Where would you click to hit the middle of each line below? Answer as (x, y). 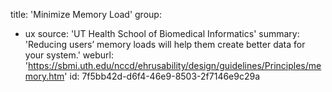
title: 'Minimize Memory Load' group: (86, 14)
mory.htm (44, 76)
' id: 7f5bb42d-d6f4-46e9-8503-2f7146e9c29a (162, 76)
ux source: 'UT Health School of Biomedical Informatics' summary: (162, 33)
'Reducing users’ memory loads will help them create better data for (165, 44)
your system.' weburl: (69, 55)
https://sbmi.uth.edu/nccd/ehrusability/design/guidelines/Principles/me (175, 65)
